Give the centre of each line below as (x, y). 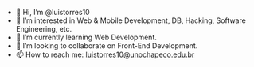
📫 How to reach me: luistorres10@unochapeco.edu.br (105, 54)
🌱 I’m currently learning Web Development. (86, 37)
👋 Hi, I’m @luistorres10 (53, 12)
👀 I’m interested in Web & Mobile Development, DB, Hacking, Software (131, 20)
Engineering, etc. (44, 29)
